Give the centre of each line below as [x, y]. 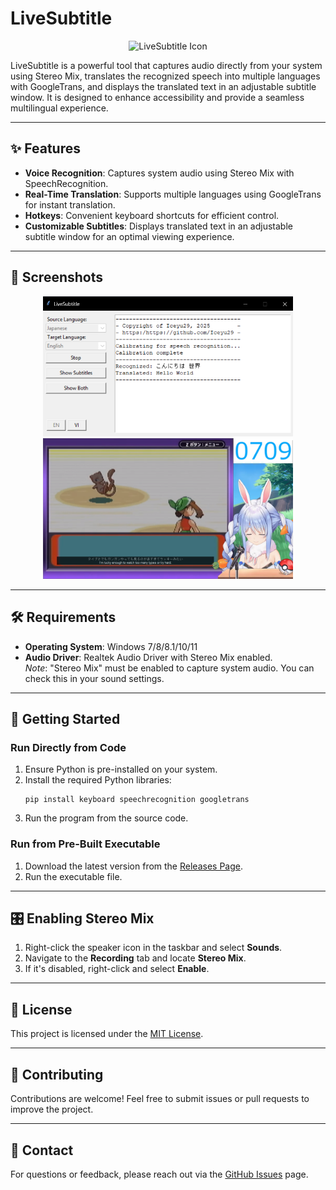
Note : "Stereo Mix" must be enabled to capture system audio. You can [169, 668]
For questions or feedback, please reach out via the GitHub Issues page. [159, 1174]
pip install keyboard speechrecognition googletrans [137, 800]
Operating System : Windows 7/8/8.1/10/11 [111, 646]
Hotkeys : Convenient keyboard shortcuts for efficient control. [152, 215]
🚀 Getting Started [65, 719]
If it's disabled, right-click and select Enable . [117, 969]
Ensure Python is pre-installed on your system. [121, 769]
